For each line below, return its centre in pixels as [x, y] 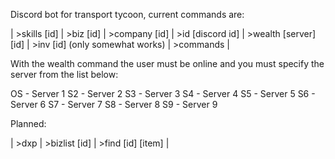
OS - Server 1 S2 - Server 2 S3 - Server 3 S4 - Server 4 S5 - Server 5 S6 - [163, 93]
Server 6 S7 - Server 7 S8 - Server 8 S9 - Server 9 [114, 104]
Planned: [28, 123]
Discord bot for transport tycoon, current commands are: [127, 14]
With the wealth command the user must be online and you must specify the [167, 63]
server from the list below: [64, 74]
